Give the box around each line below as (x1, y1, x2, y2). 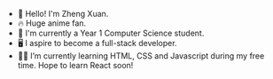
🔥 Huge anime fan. (17, 18, 87, 28)
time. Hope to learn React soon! (17, 60, 134, 70)
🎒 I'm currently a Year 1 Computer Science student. (17, 28, 205, 38)
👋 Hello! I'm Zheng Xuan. (17, 9, 109, 19)
